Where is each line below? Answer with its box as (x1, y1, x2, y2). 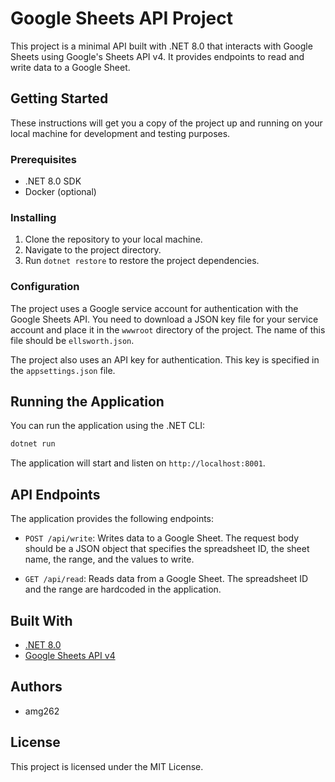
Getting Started (10, 90, 109, 107)
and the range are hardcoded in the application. (24, 583, 222, 596)
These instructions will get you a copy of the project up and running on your (10, 117, 323, 129)
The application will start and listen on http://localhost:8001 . (10, 457, 266, 469)
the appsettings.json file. (10, 364, 116, 376)
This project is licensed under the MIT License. (10, 760, 204, 772)
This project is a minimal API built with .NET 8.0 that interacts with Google (10, 40, 313, 52)
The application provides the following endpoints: (10, 513, 215, 525)
